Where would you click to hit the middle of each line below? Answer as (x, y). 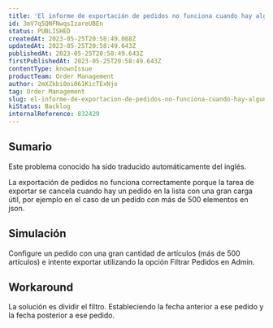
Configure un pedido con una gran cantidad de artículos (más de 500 (125, 253)
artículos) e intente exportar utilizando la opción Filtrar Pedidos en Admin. (132, 261)
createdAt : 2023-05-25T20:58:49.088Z (72, 39)
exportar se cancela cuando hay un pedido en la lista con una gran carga (131, 191)
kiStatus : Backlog (39, 106)
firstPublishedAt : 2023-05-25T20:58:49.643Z (85, 62)
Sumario (30, 147)
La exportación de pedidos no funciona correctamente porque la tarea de (131, 182)
